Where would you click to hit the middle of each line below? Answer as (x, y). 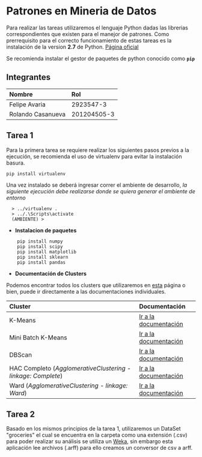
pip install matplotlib (47, 252)
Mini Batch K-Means (38, 337)
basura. (16, 163)
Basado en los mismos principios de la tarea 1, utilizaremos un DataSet (94, 429)
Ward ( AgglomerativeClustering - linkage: (69, 386)
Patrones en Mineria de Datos (81, 11)
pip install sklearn (43, 257)
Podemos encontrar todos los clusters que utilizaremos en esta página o (96, 285)
